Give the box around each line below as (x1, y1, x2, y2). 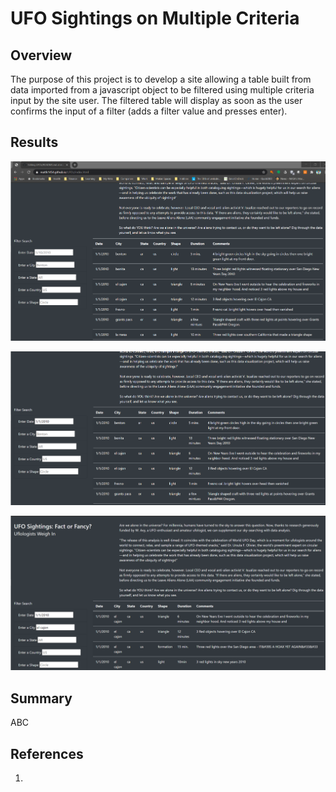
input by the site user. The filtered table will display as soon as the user (10, 95, 303, 106)
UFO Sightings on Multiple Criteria (10, 7, 300, 30)
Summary (10, 690, 73, 707)
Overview (10, 47, 73, 64)
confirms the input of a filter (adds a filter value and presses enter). (10, 105, 288, 117)
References (10, 745, 84, 762)
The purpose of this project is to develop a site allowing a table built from (10, 73, 312, 85)
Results (10, 134, 59, 151)
